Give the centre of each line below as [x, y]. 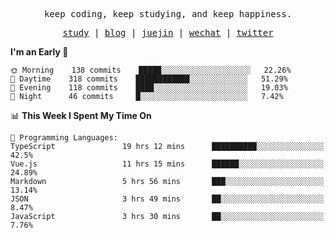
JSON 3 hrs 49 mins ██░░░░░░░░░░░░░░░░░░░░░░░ [167, 199]
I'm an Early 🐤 [39, 52]
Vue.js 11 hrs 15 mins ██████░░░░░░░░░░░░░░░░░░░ [167, 164]
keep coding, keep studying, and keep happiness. [168, 14]
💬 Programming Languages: [64, 138]
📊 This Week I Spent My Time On [81, 115]
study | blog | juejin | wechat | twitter [168, 32]
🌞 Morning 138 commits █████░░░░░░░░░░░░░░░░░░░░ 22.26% [151, 70]
